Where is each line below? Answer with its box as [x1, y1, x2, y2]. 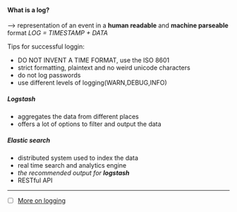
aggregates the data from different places [17, 113, 139, 121]
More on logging [17, 197, 66, 205]
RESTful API [17, 176, 53, 185]
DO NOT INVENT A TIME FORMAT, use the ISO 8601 [17, 56, 170, 65]
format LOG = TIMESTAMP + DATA [7, 29, 108, 37]
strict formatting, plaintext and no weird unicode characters [17, 63, 190, 72]
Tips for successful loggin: [7, 42, 85, 51]
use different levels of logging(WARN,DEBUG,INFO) [17, 78, 167, 87]
